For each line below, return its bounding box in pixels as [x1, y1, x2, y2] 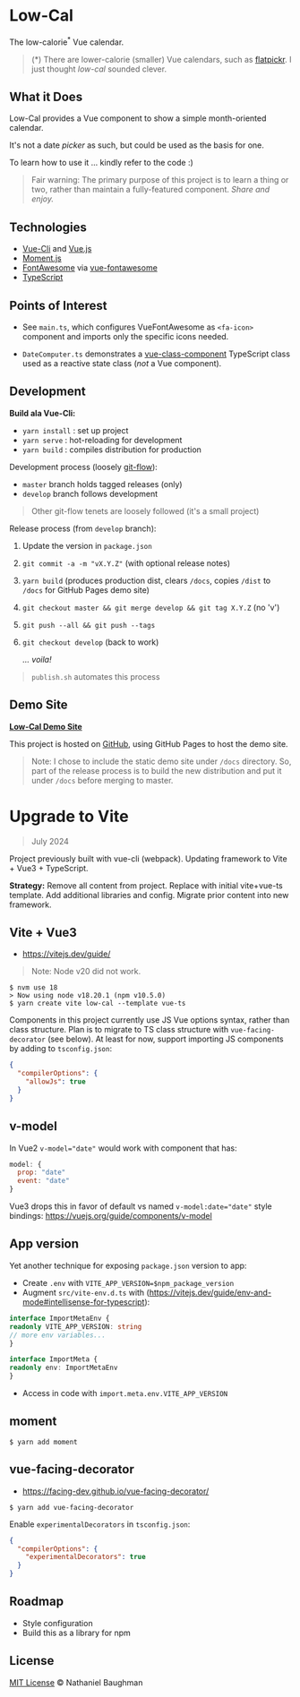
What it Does [9, 89, 83, 104]
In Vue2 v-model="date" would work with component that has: [9, 1143, 237, 1153]
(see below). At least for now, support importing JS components [47, 1033, 284, 1044]
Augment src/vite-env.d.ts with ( [21, 1287, 150, 1298]
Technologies [9, 219, 88, 235]
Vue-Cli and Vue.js [21, 244, 92, 254]
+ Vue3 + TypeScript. [9, 862, 89, 873]
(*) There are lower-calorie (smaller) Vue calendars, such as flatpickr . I [30, 54, 292, 64]
